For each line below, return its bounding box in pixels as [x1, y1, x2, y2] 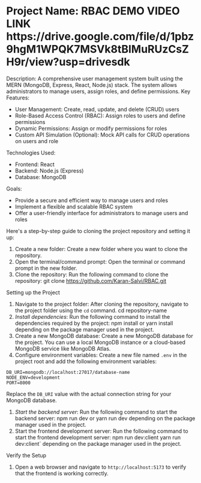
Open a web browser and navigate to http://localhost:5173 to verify [14, 463, 187, 470]
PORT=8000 [6, 379, 31, 386]
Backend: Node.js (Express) [14, 167, 84, 174]
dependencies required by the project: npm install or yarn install [14, 319, 173, 327]
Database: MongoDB [14, 173, 67, 180]
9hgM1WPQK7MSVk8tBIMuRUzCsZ [6, 43, 189, 56]
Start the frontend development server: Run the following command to [14, 427, 188, 434]
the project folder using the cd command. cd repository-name [14, 307, 167, 314]
